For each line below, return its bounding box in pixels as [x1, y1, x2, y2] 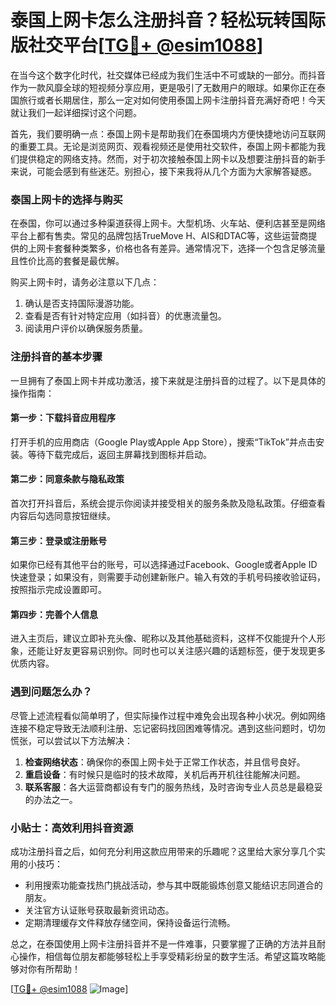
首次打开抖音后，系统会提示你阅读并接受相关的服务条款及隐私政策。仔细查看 [10, 497, 326, 509]
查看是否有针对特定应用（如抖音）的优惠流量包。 [24, 310, 227, 322]
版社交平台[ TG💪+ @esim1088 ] [10, 34, 264, 57]
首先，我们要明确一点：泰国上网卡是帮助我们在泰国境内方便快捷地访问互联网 [10, 127, 326, 140]
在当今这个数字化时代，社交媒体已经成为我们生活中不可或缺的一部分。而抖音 [10, 69, 326, 81]
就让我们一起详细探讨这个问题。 [10, 106, 142, 118]
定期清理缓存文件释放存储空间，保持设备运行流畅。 [24, 916, 236, 928]
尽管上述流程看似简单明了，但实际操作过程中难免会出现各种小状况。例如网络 [10, 709, 326, 721]
